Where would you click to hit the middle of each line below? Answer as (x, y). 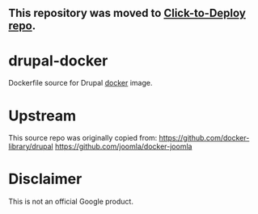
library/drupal (31, 147)
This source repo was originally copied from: (83, 138)
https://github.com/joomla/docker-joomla (124, 147)
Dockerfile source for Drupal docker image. (80, 83)
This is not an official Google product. (71, 202)
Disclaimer (45, 179)
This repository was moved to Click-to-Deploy (127, 13)
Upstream (42, 115)
